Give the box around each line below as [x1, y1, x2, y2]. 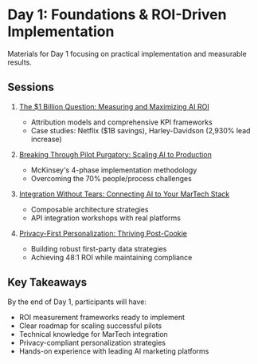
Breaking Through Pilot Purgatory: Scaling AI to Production [18, 149, 212, 159]
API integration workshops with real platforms [30, 213, 181, 223]
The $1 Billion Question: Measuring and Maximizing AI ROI [18, 101, 209, 111]
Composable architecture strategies [30, 204, 149, 214]
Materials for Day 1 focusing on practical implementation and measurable [7, 49, 248, 58]
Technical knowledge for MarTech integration [18, 329, 168, 338]
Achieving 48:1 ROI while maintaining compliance [30, 252, 193, 262]
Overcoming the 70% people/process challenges [30, 173, 192, 183]
